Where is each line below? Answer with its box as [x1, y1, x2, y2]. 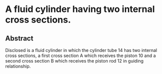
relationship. [5, 63, 31, 69]
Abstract [5, 34, 34, 42]
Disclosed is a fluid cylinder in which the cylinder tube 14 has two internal [5, 47, 157, 53]
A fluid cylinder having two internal [5, 3, 155, 15]
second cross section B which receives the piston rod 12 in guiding [5, 58, 144, 63]
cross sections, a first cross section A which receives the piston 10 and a [5, 52, 156, 58]
